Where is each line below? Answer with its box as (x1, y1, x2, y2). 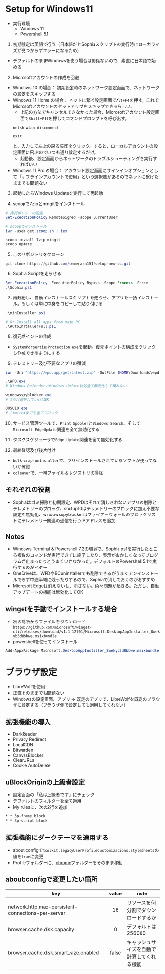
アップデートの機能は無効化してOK (12, 589, 84, 595)
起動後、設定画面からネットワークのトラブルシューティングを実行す (20, 155, 157, 161)
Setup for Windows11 (5, 3, 93, 15)
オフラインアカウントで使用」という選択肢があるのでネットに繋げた (21, 173, 159, 180)
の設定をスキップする (12, 91, 56, 97)
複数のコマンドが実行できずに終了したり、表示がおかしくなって (17, 552, 146, 558)
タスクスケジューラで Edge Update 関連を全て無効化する (12, 436, 123, 442)
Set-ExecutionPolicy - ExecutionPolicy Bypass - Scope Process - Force (5, 281, 148, 286)
